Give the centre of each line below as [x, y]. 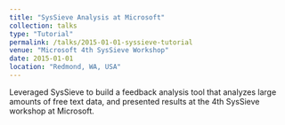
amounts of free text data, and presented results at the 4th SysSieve [134, 101]
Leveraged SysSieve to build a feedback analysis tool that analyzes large [143, 92]
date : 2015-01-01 [41, 59]
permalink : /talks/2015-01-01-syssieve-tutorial [101, 42]
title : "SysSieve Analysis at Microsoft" [87, 17]
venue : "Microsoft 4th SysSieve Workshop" [89, 51]
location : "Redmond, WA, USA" [65, 67]
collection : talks [43, 26]
